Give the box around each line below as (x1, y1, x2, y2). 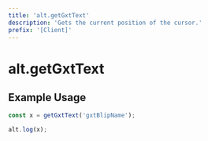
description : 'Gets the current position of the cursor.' (8, 19, 202, 27)
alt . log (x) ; (8, 126, 47, 134)
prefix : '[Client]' (8, 26, 72, 34)
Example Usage (8, 91, 87, 104)
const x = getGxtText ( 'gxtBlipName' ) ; (8, 111, 136, 120)
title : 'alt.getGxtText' (8, 11, 90, 20)
